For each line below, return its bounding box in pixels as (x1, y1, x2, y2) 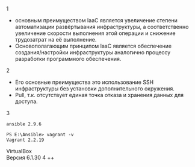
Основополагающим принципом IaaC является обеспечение (14, 42, 172, 49)
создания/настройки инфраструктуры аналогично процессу (14, 49, 171, 56)
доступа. (14, 98, 38, 105)
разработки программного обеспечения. (14, 55, 122, 62)
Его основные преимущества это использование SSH (14, 78, 154, 86)
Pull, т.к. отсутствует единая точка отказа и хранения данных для (14, 92, 184, 98)
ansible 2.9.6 (6, 121, 42, 127)
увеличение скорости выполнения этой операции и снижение (14, 30, 176, 37)
